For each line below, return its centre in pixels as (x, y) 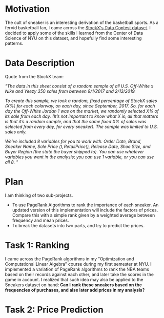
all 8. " (12, 162)
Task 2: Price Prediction (54, 309)
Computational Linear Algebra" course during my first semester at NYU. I (78, 264)
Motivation (28, 9)
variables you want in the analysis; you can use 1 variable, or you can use (80, 157)
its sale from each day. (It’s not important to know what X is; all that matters (82, 116)
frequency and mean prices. (41, 220)
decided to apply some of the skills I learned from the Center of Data (74, 33)
